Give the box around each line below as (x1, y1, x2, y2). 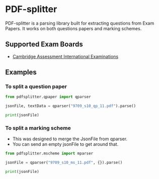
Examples (5, 68, 37, 76)
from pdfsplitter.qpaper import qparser (5, 95, 92, 100)
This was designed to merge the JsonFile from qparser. (12, 136, 127, 142)
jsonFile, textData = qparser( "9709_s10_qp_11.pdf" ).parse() (5, 104, 136, 109)
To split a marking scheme (5, 124, 71, 131)
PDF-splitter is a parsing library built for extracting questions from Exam (5, 20, 154, 26)
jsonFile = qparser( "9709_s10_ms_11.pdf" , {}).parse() (5, 160, 123, 165)
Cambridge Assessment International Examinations (12, 53, 119, 59)
